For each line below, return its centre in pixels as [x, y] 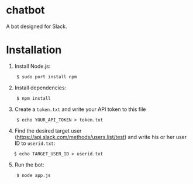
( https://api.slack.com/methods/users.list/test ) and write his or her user [101, 137]
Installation [34, 50]
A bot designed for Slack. [37, 26]
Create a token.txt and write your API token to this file [80, 109]
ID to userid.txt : [35, 143]
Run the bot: [29, 165]
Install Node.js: [32, 66]
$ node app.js [34, 175]
